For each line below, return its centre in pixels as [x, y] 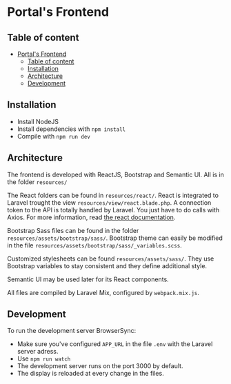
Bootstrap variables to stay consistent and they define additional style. [107, 265]
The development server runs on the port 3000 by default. [100, 366]
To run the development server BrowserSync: [72, 331]
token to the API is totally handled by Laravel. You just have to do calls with [113, 210]
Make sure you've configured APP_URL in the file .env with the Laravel [115, 344]
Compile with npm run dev [54, 136]
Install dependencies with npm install [71, 129]
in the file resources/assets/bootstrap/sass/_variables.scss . [95, 245]
